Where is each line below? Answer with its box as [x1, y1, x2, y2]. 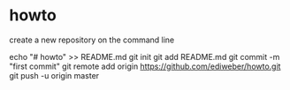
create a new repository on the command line [9, 34, 175, 45]
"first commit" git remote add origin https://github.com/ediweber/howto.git [9, 61, 281, 71]
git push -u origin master [9, 70, 100, 80]
